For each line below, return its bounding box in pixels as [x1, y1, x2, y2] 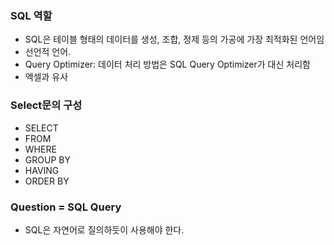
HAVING [24, 164, 60, 176]
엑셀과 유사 [24, 71, 69, 83]
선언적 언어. [24, 46, 72, 58]
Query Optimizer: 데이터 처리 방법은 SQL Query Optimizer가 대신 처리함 [24, 58, 311, 71]
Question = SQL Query [10, 200, 122, 214]
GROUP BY [24, 153, 71, 166]
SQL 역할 [10, 8, 53, 22]
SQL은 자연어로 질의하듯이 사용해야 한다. [24, 223, 185, 236]
